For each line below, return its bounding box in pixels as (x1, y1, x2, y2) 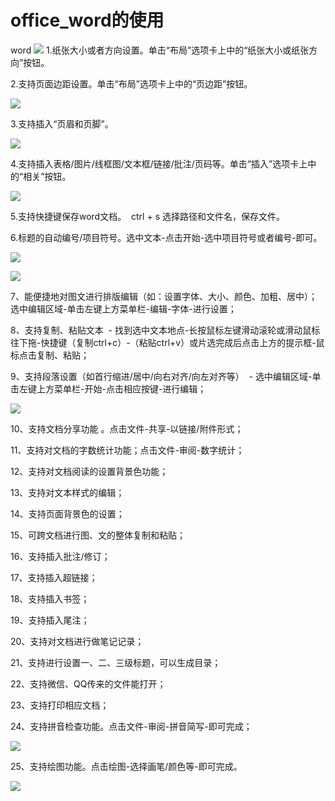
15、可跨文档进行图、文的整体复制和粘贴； (10, 529, 186, 541)
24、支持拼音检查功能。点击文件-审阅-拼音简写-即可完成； (10, 720, 253, 732)
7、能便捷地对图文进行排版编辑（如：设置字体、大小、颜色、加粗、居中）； (10, 290, 318, 302)
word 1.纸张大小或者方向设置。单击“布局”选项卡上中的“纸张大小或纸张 (10, 44, 310, 56)
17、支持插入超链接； (10, 571, 98, 583)
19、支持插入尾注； (10, 614, 90, 626)
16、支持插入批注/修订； (10, 550, 111, 562)
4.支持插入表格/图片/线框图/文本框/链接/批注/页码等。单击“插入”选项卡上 (10, 157, 308, 170)
